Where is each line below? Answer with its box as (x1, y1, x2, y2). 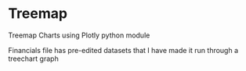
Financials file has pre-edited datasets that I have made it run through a (8, 45, 239, 55)
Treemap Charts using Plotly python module (8, 30, 150, 40)
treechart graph (8, 54, 59, 63)
